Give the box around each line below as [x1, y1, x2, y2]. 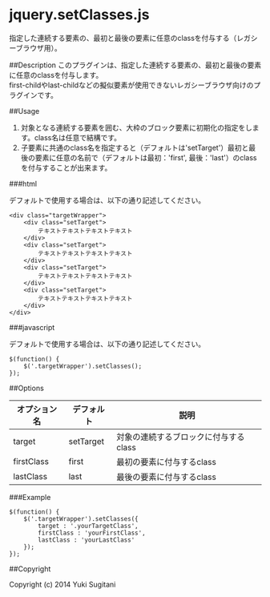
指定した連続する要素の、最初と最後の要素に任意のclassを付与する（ [9, 33, 237, 42]
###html [9, 179, 38, 188]
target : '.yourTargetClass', [38, 522, 139, 530]
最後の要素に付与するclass [116, 471, 217, 482]
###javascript [9, 322, 55, 332]
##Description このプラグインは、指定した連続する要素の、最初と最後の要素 [9, 60, 262, 70]
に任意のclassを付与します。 [9, 70, 103, 79]
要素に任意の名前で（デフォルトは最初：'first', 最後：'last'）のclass [34, 152, 257, 162]
